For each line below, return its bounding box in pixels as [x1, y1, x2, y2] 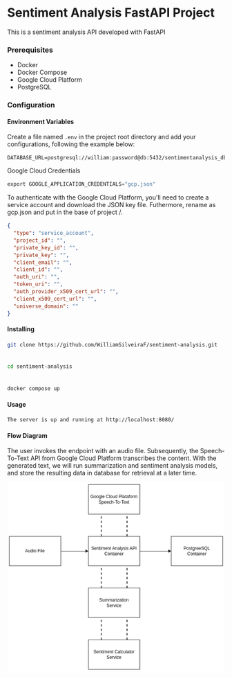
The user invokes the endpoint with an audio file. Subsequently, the [7, 447, 199, 455]
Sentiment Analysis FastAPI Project [7, 5, 215, 21]
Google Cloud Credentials [7, 166, 81, 175]
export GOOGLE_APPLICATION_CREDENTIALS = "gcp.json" [7, 181, 156, 188]
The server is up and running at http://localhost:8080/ [7, 416, 175, 423]
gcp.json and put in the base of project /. [7, 208, 123, 216]
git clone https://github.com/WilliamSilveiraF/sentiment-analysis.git [7, 341, 217, 348]
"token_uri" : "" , [13, 281, 64, 288]
